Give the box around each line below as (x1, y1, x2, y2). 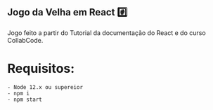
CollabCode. (7, 36, 44, 44)
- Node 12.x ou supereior (7, 83, 83, 90)
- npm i (7, 90, 30, 97)
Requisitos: (7, 61, 75, 76)
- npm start (7, 96, 42, 103)
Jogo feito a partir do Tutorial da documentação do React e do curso (7, 28, 206, 37)
